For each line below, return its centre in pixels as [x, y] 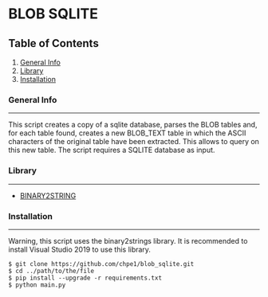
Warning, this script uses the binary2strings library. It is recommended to [128, 240]
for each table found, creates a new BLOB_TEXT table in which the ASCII [127, 133]
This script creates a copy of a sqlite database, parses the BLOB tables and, [133, 125]
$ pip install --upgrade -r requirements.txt [85, 278]
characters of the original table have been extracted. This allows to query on [134, 142]
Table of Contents [54, 43]
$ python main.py [37, 285]
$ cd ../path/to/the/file [51, 271]
